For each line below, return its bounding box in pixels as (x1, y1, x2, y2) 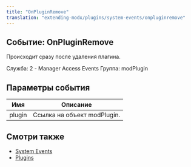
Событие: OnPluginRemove (6, 37, 114, 47)
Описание (61, 101, 92, 109)
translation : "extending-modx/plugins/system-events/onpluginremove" (6, 15, 186, 21)
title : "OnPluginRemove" (6, 9, 69, 15)
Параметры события (6, 83, 90, 93)
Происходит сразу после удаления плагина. (6, 53, 121, 61)
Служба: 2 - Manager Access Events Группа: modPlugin (6, 65, 149, 72)
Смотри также (6, 131, 65, 141)
